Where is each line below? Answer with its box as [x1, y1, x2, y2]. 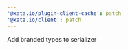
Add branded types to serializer [7, 35, 97, 43]
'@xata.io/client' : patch [7, 16, 81, 23]
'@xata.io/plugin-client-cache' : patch [7, 10, 122, 17]
